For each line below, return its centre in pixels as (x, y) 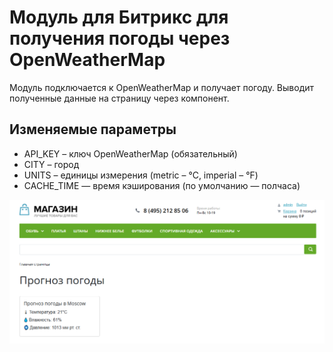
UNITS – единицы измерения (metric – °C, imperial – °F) (141, 175)
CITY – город (51, 164)
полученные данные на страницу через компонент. (119, 98)
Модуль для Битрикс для (119, 17)
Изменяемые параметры (93, 129)
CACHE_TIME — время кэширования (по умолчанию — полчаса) (162, 185)
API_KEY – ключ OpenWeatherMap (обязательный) (130, 153)
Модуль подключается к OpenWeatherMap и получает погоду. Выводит (162, 87)
